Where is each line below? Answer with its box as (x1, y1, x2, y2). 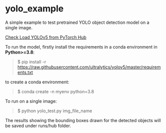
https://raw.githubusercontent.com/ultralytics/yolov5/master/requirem (17, 64, 161, 70)
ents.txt (17, 69, 33, 75)
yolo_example (5, 3, 64, 14)
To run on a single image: (5, 98, 57, 104)
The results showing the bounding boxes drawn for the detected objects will (5, 117, 161, 123)
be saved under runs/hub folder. (5, 123, 71, 129)
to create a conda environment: (5, 79, 70, 85)
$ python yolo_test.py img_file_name (17, 108, 92, 114)
